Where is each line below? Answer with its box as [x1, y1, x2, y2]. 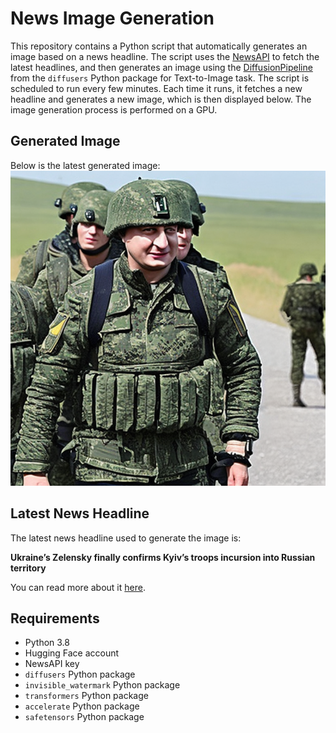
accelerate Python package [24, 700, 140, 712]
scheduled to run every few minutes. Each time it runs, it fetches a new [10, 82, 303, 94]
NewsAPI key [24, 658, 80, 670]
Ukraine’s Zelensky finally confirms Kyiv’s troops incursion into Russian [10, 551, 316, 563]
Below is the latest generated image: [10, 159, 161, 171]
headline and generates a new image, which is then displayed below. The [10, 93, 312, 105]
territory [10, 562, 47, 574]
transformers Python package [24, 690, 149, 702]
